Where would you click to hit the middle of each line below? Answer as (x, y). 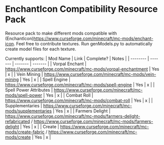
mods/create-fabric (25, 132)
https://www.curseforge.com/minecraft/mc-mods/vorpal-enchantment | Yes (82, 69)
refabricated (18, 121)
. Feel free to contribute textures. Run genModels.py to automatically (83, 43)
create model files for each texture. (41, 49)
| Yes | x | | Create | (40, 126)
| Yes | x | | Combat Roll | (68, 95)
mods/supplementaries (28, 111)
